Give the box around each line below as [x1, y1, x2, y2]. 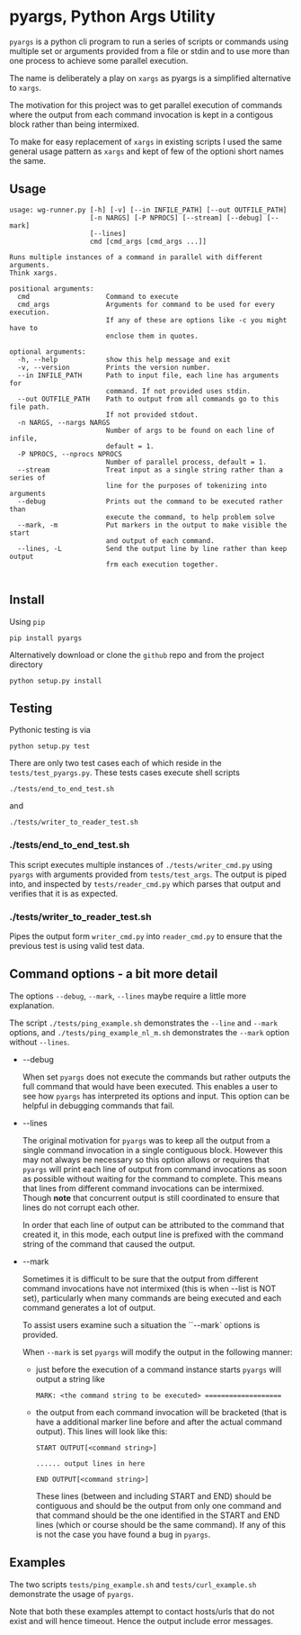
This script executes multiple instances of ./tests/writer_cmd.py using [9, 859, 273, 870]
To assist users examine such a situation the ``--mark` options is [22, 1319, 261, 1330]
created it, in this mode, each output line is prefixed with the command [22, 1229, 285, 1240]
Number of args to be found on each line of [105, 426, 276, 435]
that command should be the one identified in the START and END [35, 1510, 280, 1521]
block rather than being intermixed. [9, 119, 139, 130]
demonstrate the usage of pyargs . [9, 1588, 134, 1599]
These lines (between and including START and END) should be [35, 1490, 272, 1501]
